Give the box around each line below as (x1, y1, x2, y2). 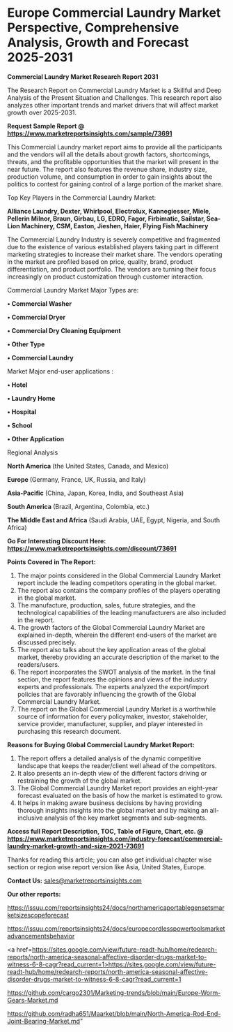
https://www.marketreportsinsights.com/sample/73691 (7, 129, 172, 138)
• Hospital (7, 407, 37, 416)
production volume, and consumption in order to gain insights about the (7, 172, 213, 181)
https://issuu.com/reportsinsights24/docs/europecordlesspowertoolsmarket (7, 924, 225, 933)
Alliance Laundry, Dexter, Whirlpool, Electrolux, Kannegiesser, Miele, (7, 207, 211, 215)
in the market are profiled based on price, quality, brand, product (7, 257, 193, 266)
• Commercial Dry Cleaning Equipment (7, 326, 121, 334)
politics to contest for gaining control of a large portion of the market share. (7, 179, 223, 188)
